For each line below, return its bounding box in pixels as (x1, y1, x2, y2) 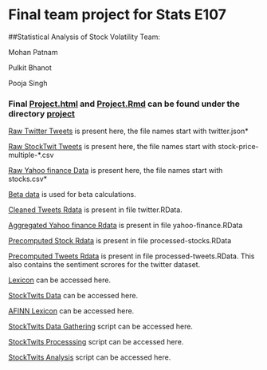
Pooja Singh (8, 78, 48, 88)
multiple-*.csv (8, 150, 54, 160)
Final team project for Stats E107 (8, 6, 227, 24)
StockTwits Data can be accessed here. (8, 291, 138, 301)
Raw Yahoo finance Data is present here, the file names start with (8, 166, 223, 175)
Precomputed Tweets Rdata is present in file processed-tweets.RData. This (8, 251, 255, 261)
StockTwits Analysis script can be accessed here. (8, 352, 171, 362)
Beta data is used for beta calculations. (8, 190, 137, 199)
